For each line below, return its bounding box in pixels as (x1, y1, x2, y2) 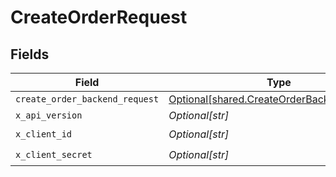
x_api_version (15, 110, 83, 121)
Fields (10, 46, 50, 63)
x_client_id (15, 128, 73, 140)
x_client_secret (15, 149, 93, 160)
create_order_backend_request (15, 94, 160, 105)
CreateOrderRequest (10, 6, 188, 29)
